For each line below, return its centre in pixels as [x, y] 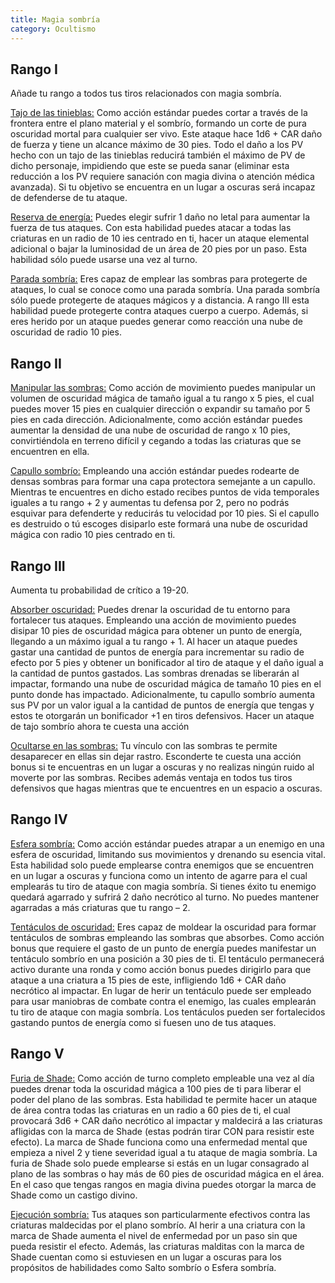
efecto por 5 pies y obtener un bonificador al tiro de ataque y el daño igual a [167, 662]
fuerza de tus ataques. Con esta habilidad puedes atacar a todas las [151, 228]
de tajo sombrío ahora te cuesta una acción [100, 726]
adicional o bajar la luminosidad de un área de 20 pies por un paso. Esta [159, 249]
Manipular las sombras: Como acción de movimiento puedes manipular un [163, 388]
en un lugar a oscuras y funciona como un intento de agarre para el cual [159, 875]
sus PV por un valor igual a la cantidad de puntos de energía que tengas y [162, 705]
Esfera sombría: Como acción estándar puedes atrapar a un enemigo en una [167, 843]
